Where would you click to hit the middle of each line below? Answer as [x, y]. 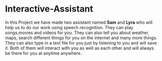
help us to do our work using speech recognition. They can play [69, 27]
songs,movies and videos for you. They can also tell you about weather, [77, 32]
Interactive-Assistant [49, 9]
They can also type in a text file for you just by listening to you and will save [81, 43]
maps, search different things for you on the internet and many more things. [81, 38]
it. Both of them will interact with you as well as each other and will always [80, 48]
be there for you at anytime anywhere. [43, 53]
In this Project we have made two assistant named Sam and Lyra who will [79, 22]
